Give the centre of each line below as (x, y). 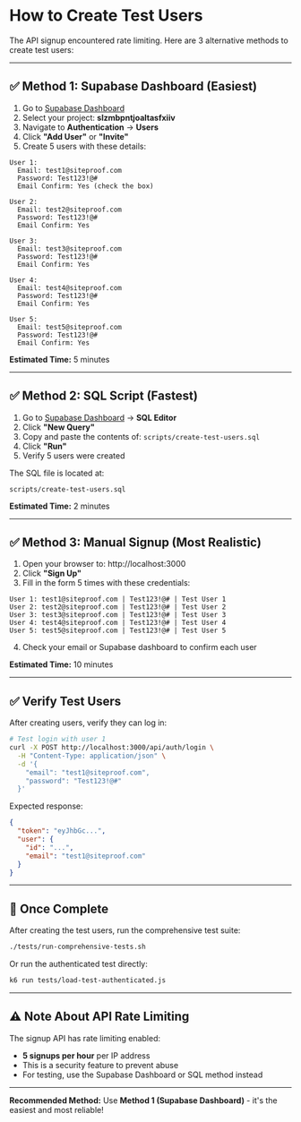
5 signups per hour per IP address (86, 1055)
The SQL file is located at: (57, 473)
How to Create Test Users (106, 16)
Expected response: (46, 806)
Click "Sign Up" (52, 573)
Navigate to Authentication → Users (90, 127)
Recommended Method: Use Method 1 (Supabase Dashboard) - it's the (143, 1100)
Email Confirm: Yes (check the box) (86, 186)
